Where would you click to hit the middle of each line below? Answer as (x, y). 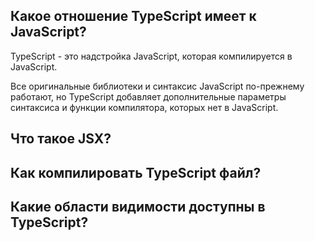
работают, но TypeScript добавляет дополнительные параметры (148, 96)
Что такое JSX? (61, 139)
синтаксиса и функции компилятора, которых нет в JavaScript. (144, 107)
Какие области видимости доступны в (138, 206)
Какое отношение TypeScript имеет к (133, 16)
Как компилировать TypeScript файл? (136, 172)
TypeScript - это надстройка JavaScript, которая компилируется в (151, 56)
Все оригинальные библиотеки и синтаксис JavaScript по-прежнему (157, 86)
